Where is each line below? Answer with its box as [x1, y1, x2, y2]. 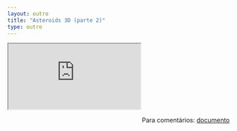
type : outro [7, 23, 42, 30]
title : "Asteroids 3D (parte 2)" [7, 17, 106, 24]
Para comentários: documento [142, 116, 230, 125]
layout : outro [7, 10, 49, 18]
